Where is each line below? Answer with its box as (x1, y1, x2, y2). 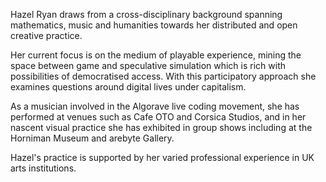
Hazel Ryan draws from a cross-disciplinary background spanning (10, 9, 283, 20)
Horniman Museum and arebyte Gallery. (10, 132, 175, 144)
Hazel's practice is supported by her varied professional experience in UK (10, 152, 315, 163)
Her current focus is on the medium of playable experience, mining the (10, 49, 302, 61)
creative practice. (10, 30, 83, 41)
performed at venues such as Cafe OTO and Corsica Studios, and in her (10, 111, 307, 123)
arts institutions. (10, 162, 77, 174)
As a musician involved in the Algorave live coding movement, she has (10, 100, 300, 112)
